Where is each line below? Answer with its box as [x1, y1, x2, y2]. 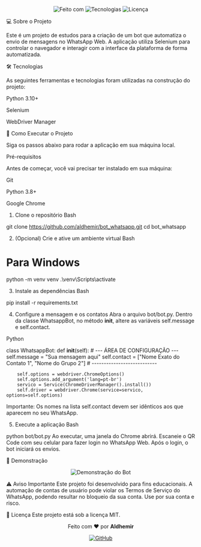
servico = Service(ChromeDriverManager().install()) [17, 382, 152, 388]
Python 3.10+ [6, 95, 39, 102]
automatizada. [6, 51, 42, 58]
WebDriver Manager [6, 118, 56, 125]
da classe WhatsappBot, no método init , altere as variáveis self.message [14, 317, 195, 324]
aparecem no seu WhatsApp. [6, 409, 78, 416]
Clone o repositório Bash [14, 211, 77, 218]
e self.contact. [14, 323, 51, 330]
